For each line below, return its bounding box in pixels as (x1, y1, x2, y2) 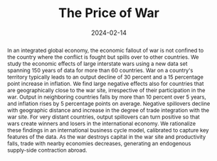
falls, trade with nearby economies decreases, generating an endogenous (6, 140, 191, 147)
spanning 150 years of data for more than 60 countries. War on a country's (6, 66, 194, 74)
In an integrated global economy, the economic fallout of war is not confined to (6, 46, 204, 54)
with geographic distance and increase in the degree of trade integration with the (6, 106, 210, 114)
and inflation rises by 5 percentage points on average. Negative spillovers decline (6, 99, 211, 107)
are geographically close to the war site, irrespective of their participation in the (6, 87, 206, 94)
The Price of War (58, 5, 160, 21)
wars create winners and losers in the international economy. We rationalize (6, 119, 196, 127)
